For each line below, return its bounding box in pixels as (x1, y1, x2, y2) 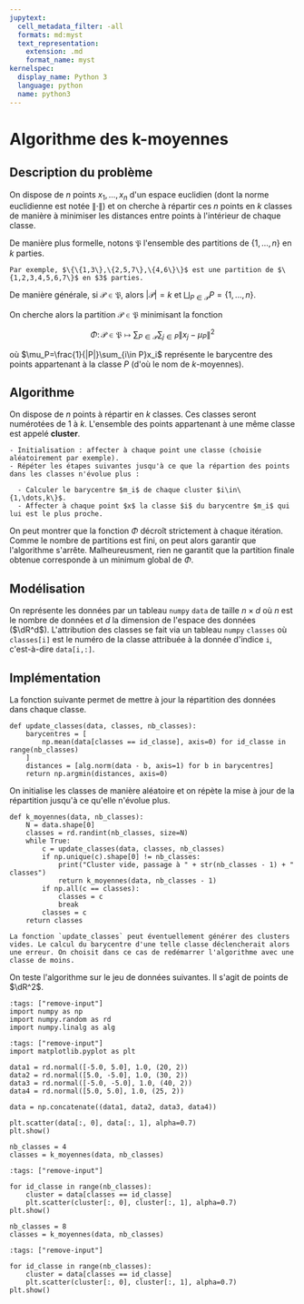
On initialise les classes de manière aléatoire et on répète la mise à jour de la (9, 784, 295, 796)
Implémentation (9, 670, 102, 685)
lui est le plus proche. (9, 510, 103, 519)
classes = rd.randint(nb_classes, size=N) (25, 828, 189, 837)
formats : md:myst (17, 30, 83, 39)
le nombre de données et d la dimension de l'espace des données (9, 615, 256, 626)
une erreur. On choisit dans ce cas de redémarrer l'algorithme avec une (9, 947, 295, 956)
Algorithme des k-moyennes (9, 128, 229, 149)
